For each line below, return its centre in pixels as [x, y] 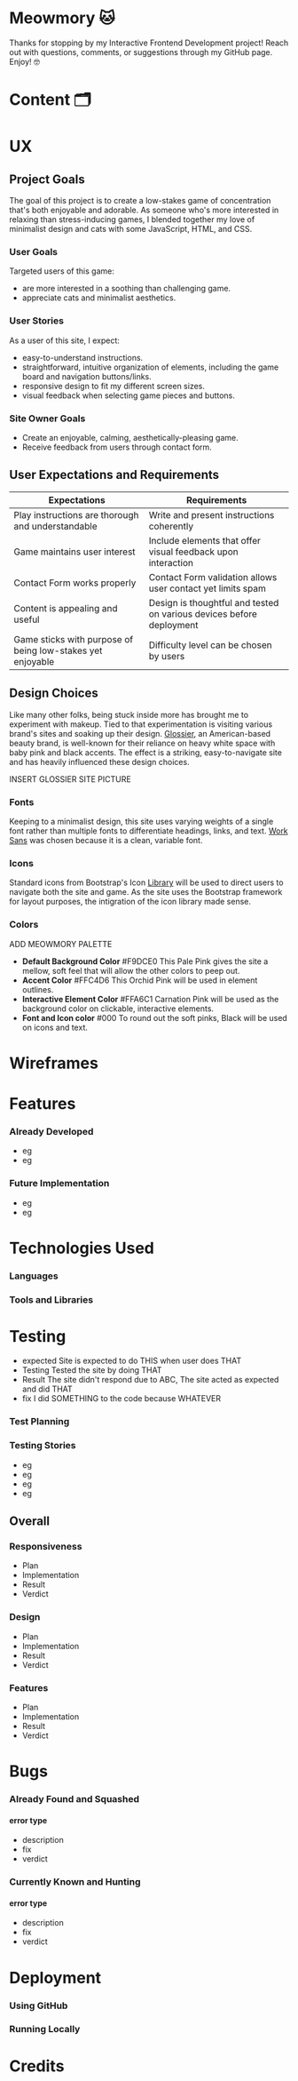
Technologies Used [82, 1248]
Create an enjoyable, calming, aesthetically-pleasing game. [130, 438]
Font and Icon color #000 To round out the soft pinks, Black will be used [155, 1017]
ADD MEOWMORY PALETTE [61, 944]
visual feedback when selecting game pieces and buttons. [128, 395]
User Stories [37, 321]
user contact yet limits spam [207, 588]
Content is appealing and [66, 608]
